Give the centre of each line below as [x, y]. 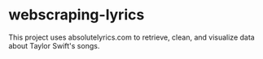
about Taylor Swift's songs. [54, 45]
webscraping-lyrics [77, 15]
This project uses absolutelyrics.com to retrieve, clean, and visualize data [131, 37]
